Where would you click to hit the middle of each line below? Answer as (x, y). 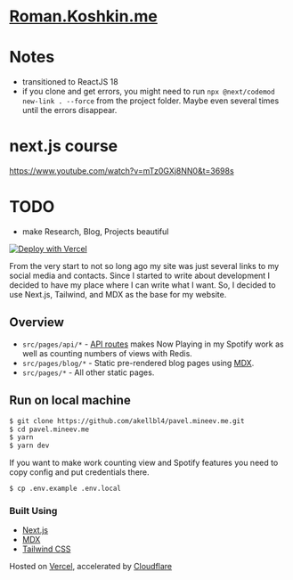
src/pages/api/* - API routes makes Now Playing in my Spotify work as (153, 344)
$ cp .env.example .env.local (65, 489)
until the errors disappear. (69, 110)
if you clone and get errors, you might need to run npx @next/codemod (148, 92)
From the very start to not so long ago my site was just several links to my (144, 266)
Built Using (33, 511)
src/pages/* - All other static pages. (88, 372)
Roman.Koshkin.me (83, 16)
